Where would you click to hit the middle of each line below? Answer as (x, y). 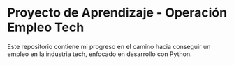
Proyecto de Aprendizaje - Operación (117, 13)
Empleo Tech (46, 27)
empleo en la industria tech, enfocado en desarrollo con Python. (100, 54)
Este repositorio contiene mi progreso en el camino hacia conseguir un (109, 46)
